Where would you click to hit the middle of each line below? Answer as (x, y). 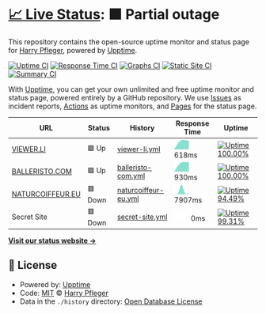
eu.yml (128, 199)
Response (192, 123)
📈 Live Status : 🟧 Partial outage (114, 15)
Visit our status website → (52, 240)
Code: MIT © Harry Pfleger (64, 293)
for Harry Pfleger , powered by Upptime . (73, 50)
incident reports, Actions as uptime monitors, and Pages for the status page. (133, 106)
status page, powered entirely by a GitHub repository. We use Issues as (125, 97)
